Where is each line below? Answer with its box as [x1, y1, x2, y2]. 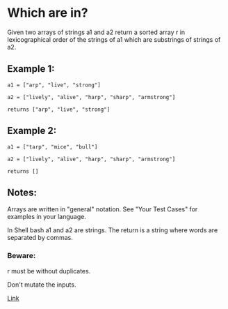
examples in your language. [7, 213, 87, 221]
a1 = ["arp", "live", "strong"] [7, 82, 101, 89]
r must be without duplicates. [7, 266, 91, 275]
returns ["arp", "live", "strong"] [7, 106, 111, 113]
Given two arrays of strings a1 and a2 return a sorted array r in [7, 28, 186, 36]
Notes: [7, 186, 37, 198]
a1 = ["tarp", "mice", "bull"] [7, 143, 98, 151]
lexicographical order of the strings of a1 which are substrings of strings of [7, 35, 221, 43]
